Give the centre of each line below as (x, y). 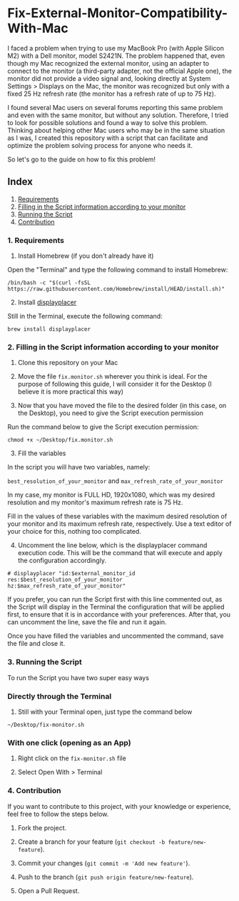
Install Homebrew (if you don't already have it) (86, 256)
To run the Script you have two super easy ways (78, 677)
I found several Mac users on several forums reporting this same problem (115, 107)
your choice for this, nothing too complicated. (74, 532)
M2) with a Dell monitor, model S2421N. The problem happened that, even (116, 56)
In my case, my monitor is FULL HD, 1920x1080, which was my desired (111, 495)
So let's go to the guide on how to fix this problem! (81, 159)
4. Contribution (34, 791)
